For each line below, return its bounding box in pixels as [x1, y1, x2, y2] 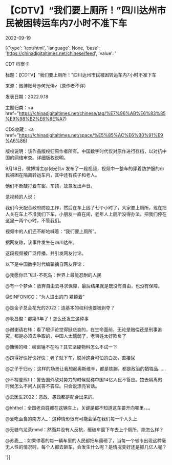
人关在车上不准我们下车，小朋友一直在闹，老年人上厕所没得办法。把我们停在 [5, 211, 167, 217]
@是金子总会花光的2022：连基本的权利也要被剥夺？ [5, 304, 115, 311]
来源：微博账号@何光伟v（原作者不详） [5, 83, 89, 89]
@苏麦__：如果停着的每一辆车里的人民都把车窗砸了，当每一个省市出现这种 [5, 437, 162, 443]
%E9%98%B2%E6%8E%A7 [5, 115, 66, 122]
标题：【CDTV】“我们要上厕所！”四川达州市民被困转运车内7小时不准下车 [5, 71, 157, 77]
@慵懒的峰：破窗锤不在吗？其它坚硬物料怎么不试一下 [5, 343, 118, 350]
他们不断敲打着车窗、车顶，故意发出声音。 [5, 183, 95, 189]
